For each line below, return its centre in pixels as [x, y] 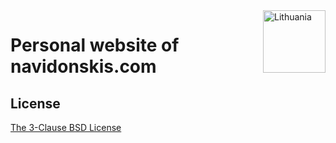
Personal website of [95, 45]
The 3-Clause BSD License [66, 127]
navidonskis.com [83, 66]
